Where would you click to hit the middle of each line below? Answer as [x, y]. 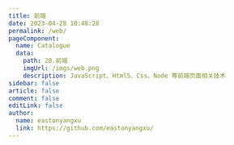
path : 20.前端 [45, 61]
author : [21, 114]
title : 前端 [27, 16]
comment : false [34, 98]
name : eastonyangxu [49, 121]
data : [25, 53]
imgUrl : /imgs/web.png [61, 68]
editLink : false [36, 106]
